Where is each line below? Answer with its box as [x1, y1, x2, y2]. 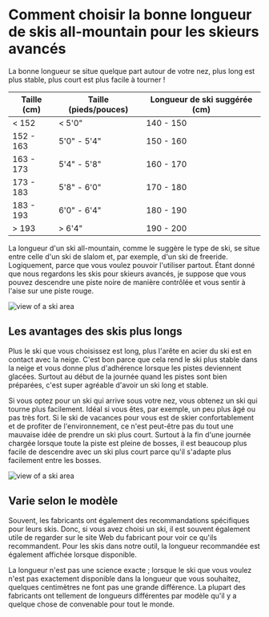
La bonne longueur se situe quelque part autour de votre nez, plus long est [8, 66, 255, 75]
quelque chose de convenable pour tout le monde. [8, 599, 175, 609]
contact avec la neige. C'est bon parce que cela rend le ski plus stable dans [8, 355, 258, 364]
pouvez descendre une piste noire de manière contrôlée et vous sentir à [8, 277, 246, 286]
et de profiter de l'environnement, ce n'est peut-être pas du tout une [8, 421, 234, 431]
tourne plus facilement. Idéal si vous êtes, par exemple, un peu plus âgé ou [8, 404, 256, 414]
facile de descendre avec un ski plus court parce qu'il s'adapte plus [8, 447, 232, 457]
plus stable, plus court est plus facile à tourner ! [8, 75, 166, 84]
